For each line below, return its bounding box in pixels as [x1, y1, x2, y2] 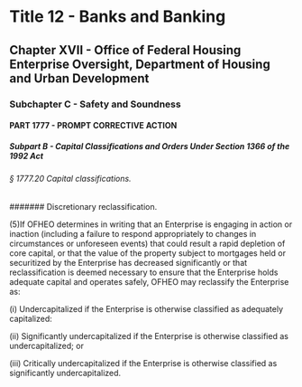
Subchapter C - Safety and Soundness [9, 98, 182, 110]
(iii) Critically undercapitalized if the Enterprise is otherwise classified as [9, 357, 278, 368]
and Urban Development [9, 71, 150, 86]
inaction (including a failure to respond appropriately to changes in [9, 228, 257, 239]
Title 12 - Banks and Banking [9, 6, 226, 27]
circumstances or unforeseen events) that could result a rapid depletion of [9, 238, 286, 249]
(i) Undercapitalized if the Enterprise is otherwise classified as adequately [9, 303, 284, 314]
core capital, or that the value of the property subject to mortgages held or [9, 247, 287, 259]
